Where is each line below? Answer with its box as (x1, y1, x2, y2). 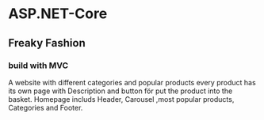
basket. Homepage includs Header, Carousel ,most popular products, (8, 94, 235, 103)
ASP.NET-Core (8, 5, 108, 23)
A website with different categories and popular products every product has (8, 77, 256, 87)
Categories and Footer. (8, 103, 83, 112)
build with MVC (8, 60, 69, 71)
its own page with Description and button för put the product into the (8, 86, 233, 96)
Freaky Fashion (8, 36, 86, 50)
